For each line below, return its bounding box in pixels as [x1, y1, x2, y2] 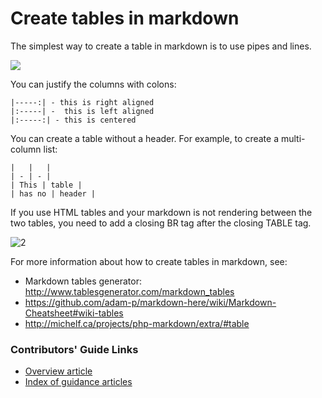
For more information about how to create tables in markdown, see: [10, 255, 288, 267]
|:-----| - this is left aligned [10, 106, 155, 116]
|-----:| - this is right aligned [10, 97, 155, 107]
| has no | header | [10, 188, 97, 199]
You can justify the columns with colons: [10, 78, 177, 90]
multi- [280, 132, 306, 144]
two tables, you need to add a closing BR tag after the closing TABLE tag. [10, 217, 312, 229]
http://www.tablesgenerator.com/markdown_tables [24, 285, 235, 297]
